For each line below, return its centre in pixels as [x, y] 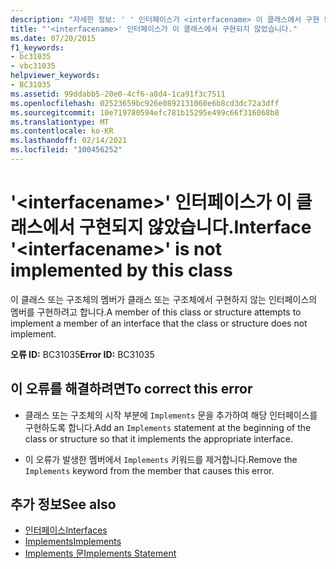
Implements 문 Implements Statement [100, 553]
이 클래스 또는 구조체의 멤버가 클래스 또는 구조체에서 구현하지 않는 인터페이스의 [164, 299]
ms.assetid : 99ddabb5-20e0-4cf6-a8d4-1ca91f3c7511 [118, 94]
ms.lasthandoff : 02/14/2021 [69, 141]
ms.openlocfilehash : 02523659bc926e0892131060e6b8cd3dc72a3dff [145, 103]
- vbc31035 [33, 66]
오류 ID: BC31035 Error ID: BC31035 [82, 354]
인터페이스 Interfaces [66, 530]
